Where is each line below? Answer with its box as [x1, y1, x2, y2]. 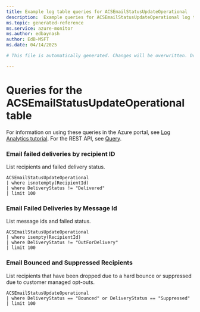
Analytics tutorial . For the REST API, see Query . [6, 135, 122, 142]
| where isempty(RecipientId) [6, 235, 82, 241]
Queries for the [6, 83, 83, 97]
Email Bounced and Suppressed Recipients [6, 258, 133, 267]
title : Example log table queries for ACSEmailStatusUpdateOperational [6, 8, 187, 15]
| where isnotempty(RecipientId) [6, 180, 89, 186]
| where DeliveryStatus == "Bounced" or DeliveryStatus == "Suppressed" [6, 295, 190, 301]
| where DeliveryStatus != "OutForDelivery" [6, 239, 118, 246]
